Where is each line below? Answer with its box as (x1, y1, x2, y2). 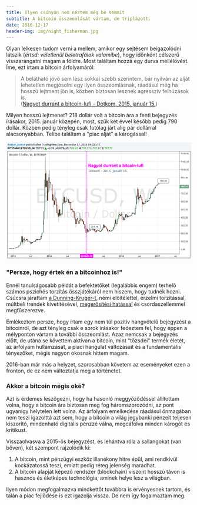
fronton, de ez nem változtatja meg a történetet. (6, 367, 122, 374)
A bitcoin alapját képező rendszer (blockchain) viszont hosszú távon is (14, 468, 186, 476)
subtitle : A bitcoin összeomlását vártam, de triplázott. (6, 15, 151, 22)
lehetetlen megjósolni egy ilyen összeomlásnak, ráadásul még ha (20, 81, 178, 88)
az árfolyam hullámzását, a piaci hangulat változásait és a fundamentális (6, 343, 181, 350)
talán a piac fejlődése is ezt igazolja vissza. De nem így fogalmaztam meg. (6, 492, 186, 499)
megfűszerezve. (6, 306, 46, 313)
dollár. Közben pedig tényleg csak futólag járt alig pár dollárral (6, 124, 157, 131)
